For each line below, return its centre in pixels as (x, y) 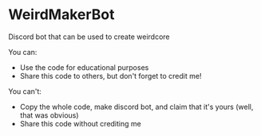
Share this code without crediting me (80, 123)
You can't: (25, 91)
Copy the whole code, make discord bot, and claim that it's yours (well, (136, 107)
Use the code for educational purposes (84, 67)
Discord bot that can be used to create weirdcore (89, 37)
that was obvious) (49, 115)
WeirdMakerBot (61, 15)
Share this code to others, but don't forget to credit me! (111, 76)
